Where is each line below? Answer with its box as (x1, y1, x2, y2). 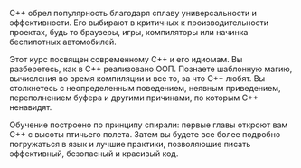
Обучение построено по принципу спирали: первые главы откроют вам (9, 119, 288, 130)
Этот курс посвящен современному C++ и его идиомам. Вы (9, 54, 243, 64)
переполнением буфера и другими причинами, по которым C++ (9, 92, 259, 103)
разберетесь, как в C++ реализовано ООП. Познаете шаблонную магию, (9, 63, 293, 74)
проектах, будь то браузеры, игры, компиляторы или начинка (9, 27, 249, 37)
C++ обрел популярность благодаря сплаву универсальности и (9, 8, 258, 18)
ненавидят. (9, 102, 52, 112)
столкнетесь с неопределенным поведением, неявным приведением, (9, 83, 282, 93)
